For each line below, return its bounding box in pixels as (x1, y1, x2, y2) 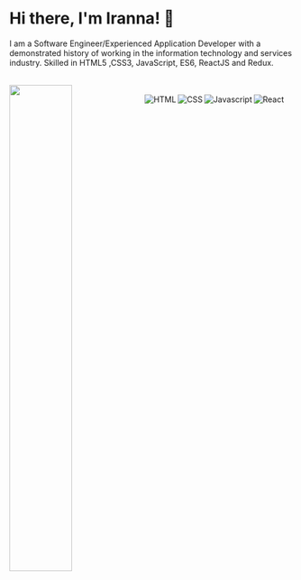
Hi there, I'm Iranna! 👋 (9, 8, 175, 29)
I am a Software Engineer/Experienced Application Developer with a (9, 38, 261, 49)
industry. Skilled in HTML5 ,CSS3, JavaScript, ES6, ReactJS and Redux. (9, 57, 274, 68)
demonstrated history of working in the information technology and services (9, 47, 293, 58)
